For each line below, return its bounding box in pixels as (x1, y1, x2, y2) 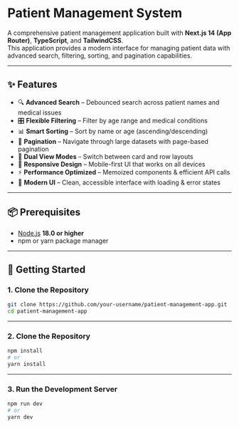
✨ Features (7, 78, 58, 90)
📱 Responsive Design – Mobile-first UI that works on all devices (17, 160, 206, 168)
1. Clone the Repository (7, 285, 89, 295)
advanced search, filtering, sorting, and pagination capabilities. (7, 51, 193, 60)
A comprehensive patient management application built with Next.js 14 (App (7, 28, 232, 37)
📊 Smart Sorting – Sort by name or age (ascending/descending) (17, 127, 208, 135)
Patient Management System (7, 5, 183, 21)
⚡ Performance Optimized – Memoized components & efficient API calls (17, 167, 230, 176)
